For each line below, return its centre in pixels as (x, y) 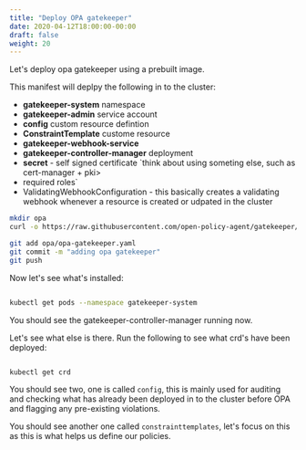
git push (26, 260)
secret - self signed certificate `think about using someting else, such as (159, 163)
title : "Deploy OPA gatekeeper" (71, 18)
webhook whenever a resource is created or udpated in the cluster (148, 202)
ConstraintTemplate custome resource (96, 134)
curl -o (24, 227)
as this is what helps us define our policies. (90, 436)
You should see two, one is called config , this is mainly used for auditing (145, 390)
